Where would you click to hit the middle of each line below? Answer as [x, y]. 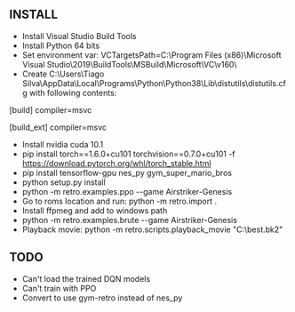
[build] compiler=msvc [51, 109]
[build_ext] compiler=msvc [58, 127]
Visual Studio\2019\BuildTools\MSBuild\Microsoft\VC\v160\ [129, 64]
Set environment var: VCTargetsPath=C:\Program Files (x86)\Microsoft [151, 55]
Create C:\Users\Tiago [63, 74]
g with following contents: [69, 92]
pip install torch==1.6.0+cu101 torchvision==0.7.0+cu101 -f [128, 154]
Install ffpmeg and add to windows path [95, 210]
